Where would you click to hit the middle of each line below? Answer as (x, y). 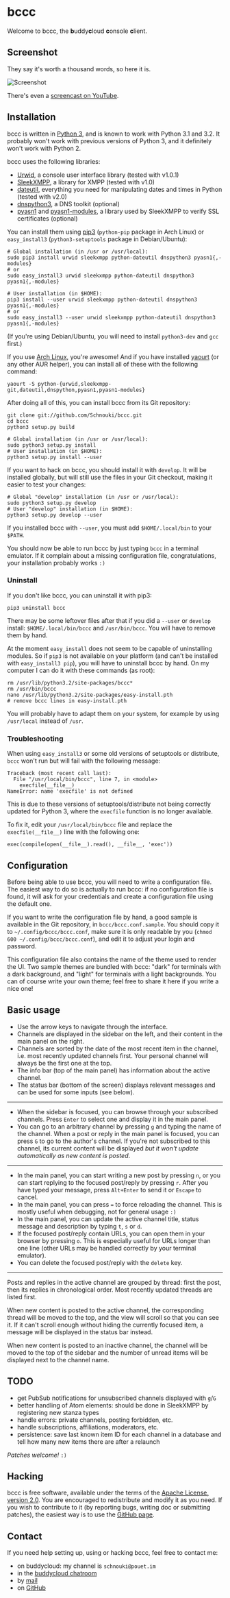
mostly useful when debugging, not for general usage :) (97, 1212)
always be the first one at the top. (64, 1063)
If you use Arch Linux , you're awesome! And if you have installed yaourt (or (113, 356)
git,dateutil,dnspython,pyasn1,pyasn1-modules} (76, 390)
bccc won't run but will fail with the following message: (84, 761)
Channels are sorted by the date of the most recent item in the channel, (118, 1048)
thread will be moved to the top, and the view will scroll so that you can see (113, 1317)
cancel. (27, 1197)
